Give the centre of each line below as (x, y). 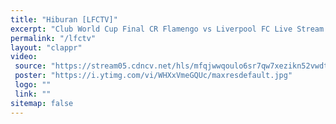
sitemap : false (42, 103)
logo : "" (33, 85)
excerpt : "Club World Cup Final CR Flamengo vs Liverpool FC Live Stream (167, 29)
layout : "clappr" (46, 47)
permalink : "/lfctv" (53, 38)
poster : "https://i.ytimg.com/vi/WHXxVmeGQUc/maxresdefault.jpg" (153, 76)
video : (24, 57)
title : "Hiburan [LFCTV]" (64, 19)
